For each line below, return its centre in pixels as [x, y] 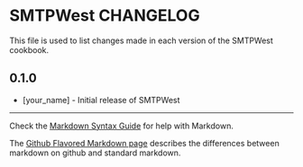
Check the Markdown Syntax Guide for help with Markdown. [122, 126]
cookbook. [29, 49]
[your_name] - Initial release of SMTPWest [101, 100]
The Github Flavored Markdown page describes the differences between [144, 143]
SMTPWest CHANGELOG [105, 16]
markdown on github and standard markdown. [95, 153]
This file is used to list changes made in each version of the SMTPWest [141, 40]
